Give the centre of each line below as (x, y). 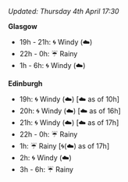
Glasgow (23, 26)
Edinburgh (25, 84)
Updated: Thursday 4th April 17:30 (64, 11)
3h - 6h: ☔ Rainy (46, 170)
